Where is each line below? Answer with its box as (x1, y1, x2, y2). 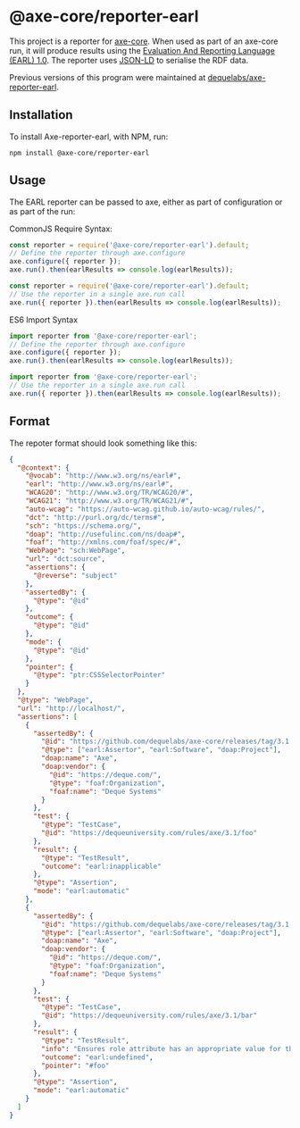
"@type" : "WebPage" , (17, 696, 94, 705)
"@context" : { (17, 463, 70, 472)
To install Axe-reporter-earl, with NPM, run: (9, 131, 169, 142)
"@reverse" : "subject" (32, 571, 118, 580)
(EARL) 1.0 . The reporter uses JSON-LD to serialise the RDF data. (9, 54, 249, 65)
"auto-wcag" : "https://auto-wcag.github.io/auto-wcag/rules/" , (25, 505, 266, 514)
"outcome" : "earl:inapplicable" (41, 862, 162, 871)
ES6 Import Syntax (9, 314, 79, 325)
